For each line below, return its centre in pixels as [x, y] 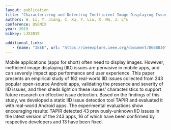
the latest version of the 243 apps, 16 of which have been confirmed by [80, 116]
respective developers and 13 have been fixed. [54, 122]
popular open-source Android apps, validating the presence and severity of [84, 84]
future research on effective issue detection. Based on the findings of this [82, 94]
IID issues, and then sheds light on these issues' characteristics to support [83, 89]
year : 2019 [17, 29]
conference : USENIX [26, 24]
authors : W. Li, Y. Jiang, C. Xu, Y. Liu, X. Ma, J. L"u [67, 19]
